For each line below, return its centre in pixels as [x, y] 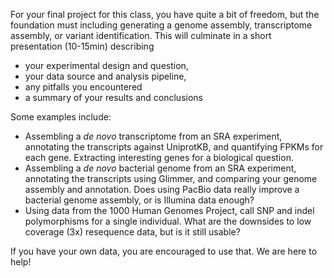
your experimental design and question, [106, 65]
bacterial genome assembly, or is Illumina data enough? [139, 200]
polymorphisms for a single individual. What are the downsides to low [168, 221]
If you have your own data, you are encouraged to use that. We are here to [164, 251]
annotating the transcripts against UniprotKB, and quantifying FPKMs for [174, 147]
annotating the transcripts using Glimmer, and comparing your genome [171, 178]
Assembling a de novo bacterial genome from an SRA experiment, [160, 168]
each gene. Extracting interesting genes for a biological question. [159, 157]
